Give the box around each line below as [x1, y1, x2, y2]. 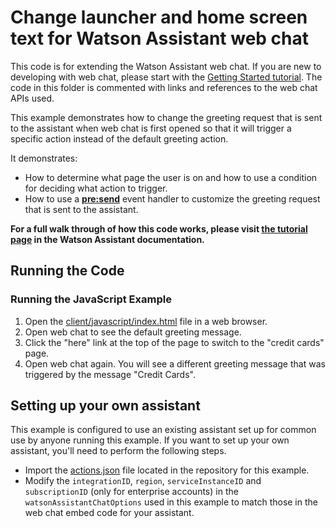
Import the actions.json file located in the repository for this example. [24, 464, 310, 476]
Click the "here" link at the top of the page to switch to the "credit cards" [24, 336, 325, 348]
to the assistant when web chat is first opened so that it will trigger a [10, 122, 292, 134]
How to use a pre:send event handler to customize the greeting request [24, 192, 321, 205]
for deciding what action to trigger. [24, 182, 168, 194]
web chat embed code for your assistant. [24, 507, 195, 519]
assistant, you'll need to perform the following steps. [10, 445, 227, 457]
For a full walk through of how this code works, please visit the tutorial [10, 222, 308, 235]
